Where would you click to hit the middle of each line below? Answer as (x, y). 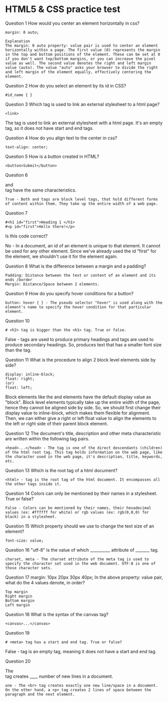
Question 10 (18, 321)
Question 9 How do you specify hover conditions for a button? (69, 293)
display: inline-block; (30, 374)
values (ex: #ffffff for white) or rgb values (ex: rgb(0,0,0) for (77, 512)
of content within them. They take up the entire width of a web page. (81, 204)
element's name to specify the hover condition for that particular (78, 307)
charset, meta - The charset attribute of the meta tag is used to (77, 559)
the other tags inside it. (33, 484)
